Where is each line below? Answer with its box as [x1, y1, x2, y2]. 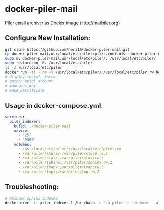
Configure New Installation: [5, 34, 91, 42]
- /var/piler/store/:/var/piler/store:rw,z [18, 151, 108, 156]
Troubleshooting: [5, 183, 59, 191]
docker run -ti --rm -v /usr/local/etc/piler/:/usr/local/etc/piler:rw [5, 70, 154, 75]
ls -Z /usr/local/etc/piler [5, 65, 62, 70]
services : [5, 114, 25, 120]
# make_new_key [5, 83, 36, 88]
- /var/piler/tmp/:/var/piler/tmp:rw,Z [18, 169, 99, 174]
